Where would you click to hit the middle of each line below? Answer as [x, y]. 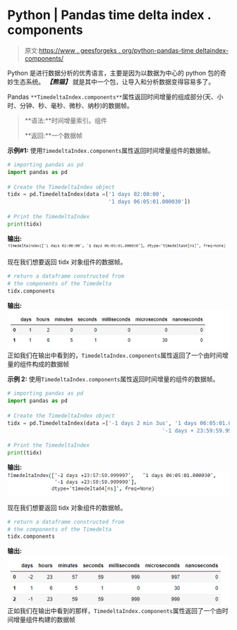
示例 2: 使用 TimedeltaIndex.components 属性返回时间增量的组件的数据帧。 [113, 379]
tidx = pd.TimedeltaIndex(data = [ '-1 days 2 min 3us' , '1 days [102, 423]
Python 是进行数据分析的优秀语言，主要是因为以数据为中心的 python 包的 [114, 73]
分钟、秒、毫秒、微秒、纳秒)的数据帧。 [77, 105]
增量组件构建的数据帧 [44, 619]
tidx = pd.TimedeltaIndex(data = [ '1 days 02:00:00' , [86, 194]
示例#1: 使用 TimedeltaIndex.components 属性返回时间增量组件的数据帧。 [111, 150]
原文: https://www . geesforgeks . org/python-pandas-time [109, 50]
